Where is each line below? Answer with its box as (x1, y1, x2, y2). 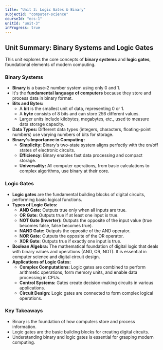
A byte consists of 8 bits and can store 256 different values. (19, 111, 140, 117)
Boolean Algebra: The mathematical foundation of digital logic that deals (12, 243, 159, 249)
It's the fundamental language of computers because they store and (12, 90, 152, 96)
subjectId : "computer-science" (5, 12, 69, 17)
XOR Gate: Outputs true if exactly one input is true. (19, 238, 122, 244)
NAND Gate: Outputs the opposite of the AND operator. (19, 228, 131, 234)
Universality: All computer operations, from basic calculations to (19, 163, 150, 169)
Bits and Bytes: (12, 101, 44, 107)
